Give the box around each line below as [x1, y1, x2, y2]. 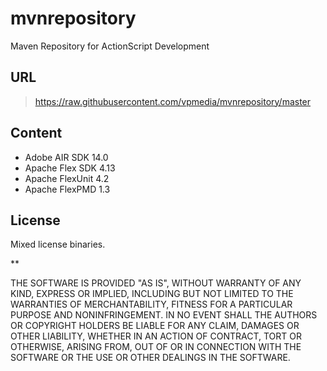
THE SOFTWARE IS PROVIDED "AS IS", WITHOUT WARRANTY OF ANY [10, 277, 302, 289]
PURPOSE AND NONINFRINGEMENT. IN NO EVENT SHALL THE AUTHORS [10, 309, 318, 321]
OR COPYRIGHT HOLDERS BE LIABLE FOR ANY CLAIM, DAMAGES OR [10, 320, 300, 332]
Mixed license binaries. [10, 238, 106, 251]
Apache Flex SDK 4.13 [24, 162, 116, 174]
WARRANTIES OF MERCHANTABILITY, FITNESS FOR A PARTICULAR [10, 298, 293, 311]
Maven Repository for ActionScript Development [10, 40, 210, 52]
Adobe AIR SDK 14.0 [24, 151, 109, 163]
